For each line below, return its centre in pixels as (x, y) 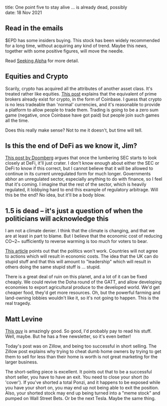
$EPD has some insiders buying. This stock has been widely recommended (83, 40)
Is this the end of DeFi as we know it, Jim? (71, 146)
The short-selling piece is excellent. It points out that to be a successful (79, 372)
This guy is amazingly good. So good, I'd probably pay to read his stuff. (79, 331)
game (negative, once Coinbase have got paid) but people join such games (82, 115)
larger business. (22, 362)
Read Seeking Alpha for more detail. (42, 61)
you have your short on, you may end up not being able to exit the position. (82, 388)
